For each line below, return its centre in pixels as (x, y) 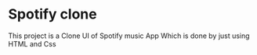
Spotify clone (52, 14)
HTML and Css (32, 43)
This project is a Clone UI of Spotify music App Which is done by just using (129, 36)
